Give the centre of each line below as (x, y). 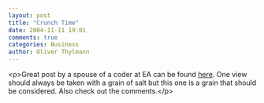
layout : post (30, 15)
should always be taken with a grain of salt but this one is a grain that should (132, 83)
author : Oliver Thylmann (49, 52)
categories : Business (44, 45)
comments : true (33, 37)
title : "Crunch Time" (44, 23)
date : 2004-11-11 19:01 (47, 30)
